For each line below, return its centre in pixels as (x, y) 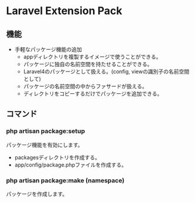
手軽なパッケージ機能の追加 (48, 49)
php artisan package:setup (46, 131)
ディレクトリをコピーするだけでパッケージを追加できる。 (93, 94)
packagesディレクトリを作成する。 (57, 157)
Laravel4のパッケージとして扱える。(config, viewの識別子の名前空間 (106, 71)
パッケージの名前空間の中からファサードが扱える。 (85, 86)
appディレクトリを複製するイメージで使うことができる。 (92, 57)
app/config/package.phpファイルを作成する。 (71, 165)
